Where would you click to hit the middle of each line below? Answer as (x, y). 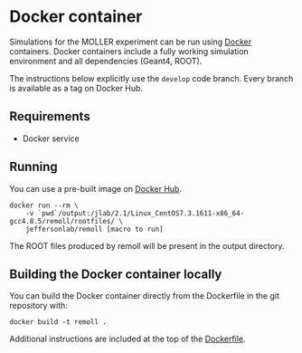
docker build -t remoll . (58, 322)
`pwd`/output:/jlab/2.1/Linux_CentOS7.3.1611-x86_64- (141, 213)
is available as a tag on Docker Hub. (76, 88)
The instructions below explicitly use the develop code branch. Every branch (151, 78)
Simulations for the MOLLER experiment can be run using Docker (131, 42)
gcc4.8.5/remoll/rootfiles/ (62, 221)
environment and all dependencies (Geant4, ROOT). (106, 61)
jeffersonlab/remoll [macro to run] (95, 229)
